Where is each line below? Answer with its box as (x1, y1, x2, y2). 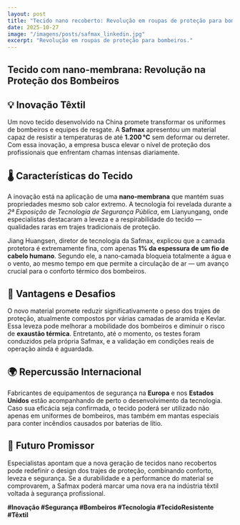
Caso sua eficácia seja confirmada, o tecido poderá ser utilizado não (7, 404, 210, 412)
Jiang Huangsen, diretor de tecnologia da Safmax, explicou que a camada (7, 236, 225, 245)
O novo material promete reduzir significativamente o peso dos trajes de (7, 306, 220, 315)
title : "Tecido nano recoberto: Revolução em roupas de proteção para (7, 17, 222, 24)
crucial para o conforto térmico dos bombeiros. (7, 267, 146, 276)
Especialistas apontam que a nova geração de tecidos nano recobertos (7, 459, 217, 467)
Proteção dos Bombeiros (7, 74, 120, 86)
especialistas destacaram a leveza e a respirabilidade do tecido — (7, 215, 202, 224)
